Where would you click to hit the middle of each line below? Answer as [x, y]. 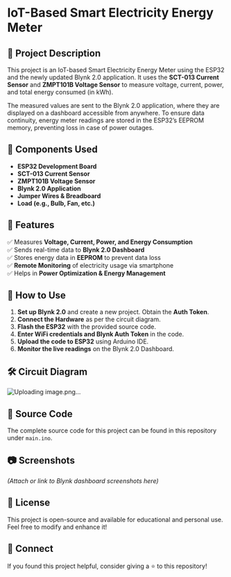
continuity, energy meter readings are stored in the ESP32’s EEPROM [106, 120]
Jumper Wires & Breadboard [59, 195]
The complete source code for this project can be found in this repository [112, 431]
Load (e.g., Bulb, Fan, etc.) [56, 203]
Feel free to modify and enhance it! [57, 527]
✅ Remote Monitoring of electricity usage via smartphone [91, 265]
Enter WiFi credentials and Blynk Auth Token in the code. [101, 334]
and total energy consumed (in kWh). [60, 92]
